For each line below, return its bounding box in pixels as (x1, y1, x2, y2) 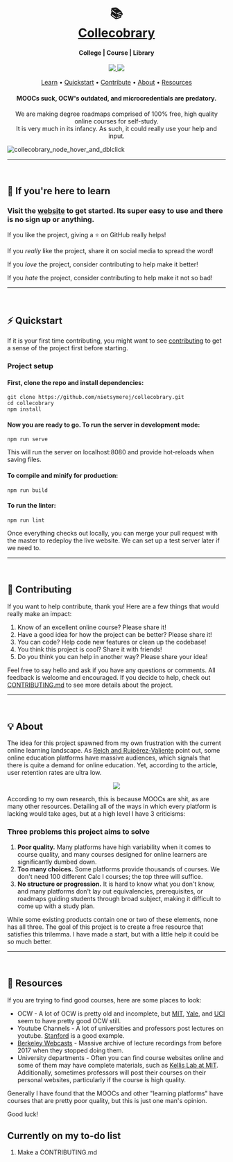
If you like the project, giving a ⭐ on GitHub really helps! (7, 231, 166, 239)
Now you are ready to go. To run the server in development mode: (7, 420, 200, 429)
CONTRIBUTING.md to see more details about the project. (7, 681, 173, 689)
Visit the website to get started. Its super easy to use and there (7, 205, 223, 215)
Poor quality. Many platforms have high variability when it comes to (17, 843, 212, 851)
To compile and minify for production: (7, 472, 119, 480)
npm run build (7, 486, 49, 494)
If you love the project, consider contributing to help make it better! (7, 260, 199, 268)
